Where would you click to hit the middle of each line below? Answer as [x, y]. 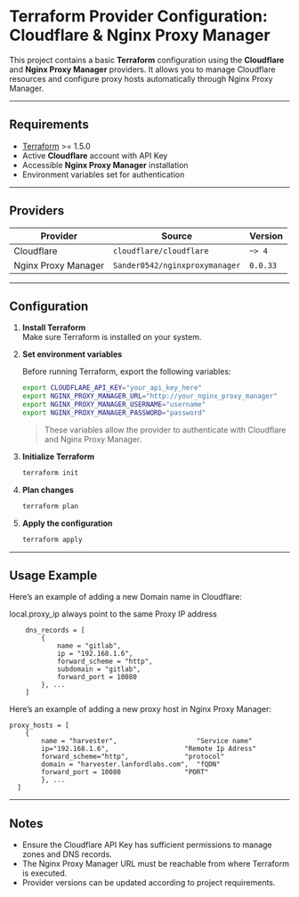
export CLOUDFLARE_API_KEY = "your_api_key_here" [112, 388]
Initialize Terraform [58, 457]
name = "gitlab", [89, 646]
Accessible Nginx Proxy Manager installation [105, 165]
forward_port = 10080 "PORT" [125, 772]
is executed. [44, 873]
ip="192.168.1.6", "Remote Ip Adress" [149, 749]
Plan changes [48, 489]
